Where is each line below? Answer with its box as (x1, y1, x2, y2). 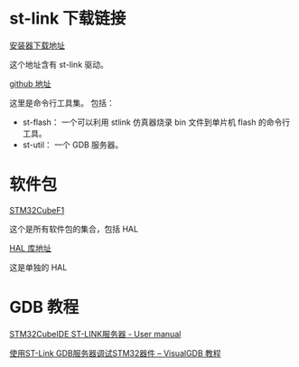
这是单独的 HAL (9, 261, 68, 272)
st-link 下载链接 (9, 8, 126, 29)
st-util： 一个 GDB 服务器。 (22, 139, 124, 150)
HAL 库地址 (9, 242, 51, 253)
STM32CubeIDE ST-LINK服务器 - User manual (9, 328, 182, 339)
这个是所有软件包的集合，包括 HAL (9, 223, 138, 234)
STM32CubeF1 (9, 204, 65, 215)
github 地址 (9, 78, 51, 89)
